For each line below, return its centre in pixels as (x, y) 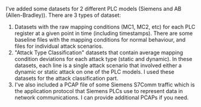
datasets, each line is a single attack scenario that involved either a (98, 65)
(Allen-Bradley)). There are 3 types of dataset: (64, 15)
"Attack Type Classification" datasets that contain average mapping (99, 53)
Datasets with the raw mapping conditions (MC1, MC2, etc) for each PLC (105, 27)
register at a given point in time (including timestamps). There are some (104, 33)
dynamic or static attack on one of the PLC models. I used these (94, 72)
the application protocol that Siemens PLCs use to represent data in (98, 91)
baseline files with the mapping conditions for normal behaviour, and (100, 40)
